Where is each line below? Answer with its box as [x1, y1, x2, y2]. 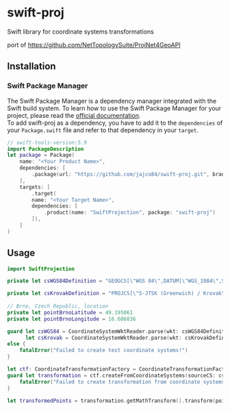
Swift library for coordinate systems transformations [7, 27, 154, 36]
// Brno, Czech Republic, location [7, 303, 109, 310]
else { [7, 340, 26, 347]
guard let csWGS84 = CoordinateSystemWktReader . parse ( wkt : [7, 327, 179, 335]
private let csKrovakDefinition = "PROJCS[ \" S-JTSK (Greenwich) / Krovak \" [7, 290, 228, 297]
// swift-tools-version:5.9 [7, 139, 88, 146]
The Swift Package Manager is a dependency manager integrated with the [7, 97, 217, 105]
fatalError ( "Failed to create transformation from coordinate [19, 378, 201, 385]
